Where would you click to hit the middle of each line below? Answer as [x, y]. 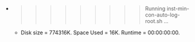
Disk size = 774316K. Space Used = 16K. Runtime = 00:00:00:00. [100, 33]
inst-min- [178, 9]
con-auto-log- [162, 15]
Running [155, 9]
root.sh [154, 21]
